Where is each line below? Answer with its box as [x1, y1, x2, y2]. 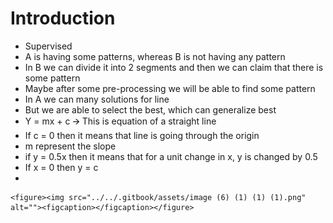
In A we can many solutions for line [24, 93, 170, 105]
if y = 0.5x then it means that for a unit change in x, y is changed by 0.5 [24, 150, 318, 162]
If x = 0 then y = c [24, 161, 99, 173]
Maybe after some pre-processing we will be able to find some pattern [24, 82, 316, 94]
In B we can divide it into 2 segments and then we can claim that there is [24, 61, 324, 73]
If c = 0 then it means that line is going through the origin [24, 129, 260, 141]
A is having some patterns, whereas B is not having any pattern [24, 50, 286, 62]
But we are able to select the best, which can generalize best [24, 103, 277, 116]
